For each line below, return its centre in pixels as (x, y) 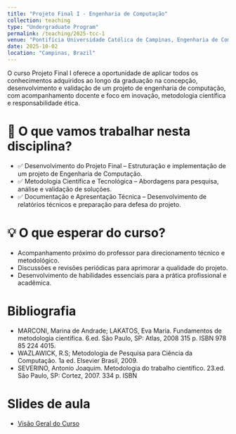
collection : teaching (39, 20)
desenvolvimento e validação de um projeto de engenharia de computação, (117, 88)
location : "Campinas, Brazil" (52, 53)
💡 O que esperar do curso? (87, 233)
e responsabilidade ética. (44, 103)
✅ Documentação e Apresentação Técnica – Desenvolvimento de (112, 196)
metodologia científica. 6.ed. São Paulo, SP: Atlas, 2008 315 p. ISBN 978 (122, 338)
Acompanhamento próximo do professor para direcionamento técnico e (121, 253)
